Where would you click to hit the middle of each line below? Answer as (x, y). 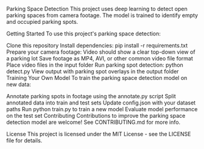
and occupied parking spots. (42, 22)
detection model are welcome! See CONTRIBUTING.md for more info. (93, 122)
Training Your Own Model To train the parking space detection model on (97, 78)
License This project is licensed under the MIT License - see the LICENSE (99, 134)
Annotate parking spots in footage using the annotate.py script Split (91, 96)
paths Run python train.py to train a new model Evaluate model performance (102, 109)
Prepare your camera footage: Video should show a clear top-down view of (101, 52)
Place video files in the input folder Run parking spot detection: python (95, 65)
